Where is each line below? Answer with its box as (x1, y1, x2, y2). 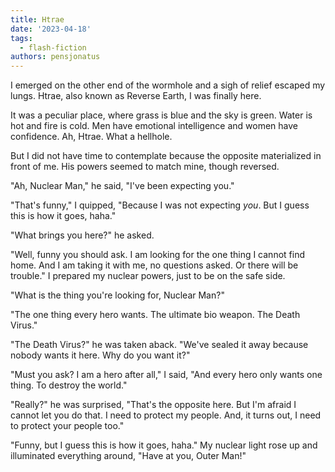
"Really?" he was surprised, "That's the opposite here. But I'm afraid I (10, 399, 297, 411)
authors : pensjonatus (10, 52, 101, 62)
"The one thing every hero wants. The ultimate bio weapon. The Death (10, 309, 301, 321)
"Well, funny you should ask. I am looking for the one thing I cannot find (10, 249, 305, 261)
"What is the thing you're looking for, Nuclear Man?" (10, 289, 225, 301)
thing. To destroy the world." (10, 379, 128, 391)
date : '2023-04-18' (10, 24, 92, 34)
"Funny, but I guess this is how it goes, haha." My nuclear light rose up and (10, 439, 318, 451)
